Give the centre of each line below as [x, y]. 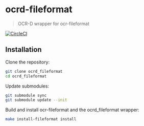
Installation [23, 50]
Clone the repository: [28, 62]
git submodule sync [26, 95]
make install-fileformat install [41, 119]
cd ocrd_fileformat [26, 76]
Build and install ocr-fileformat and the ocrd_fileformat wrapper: [72, 110]
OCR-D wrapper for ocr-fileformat [53, 24]
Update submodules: [27, 86]
